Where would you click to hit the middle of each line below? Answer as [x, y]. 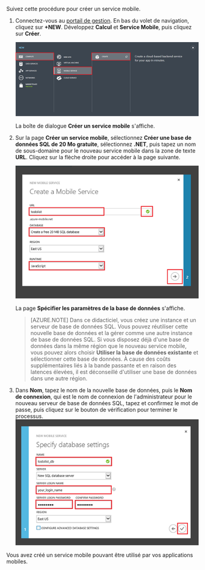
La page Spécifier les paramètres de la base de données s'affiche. [100, 308]
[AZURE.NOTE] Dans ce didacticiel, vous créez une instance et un [113, 320]
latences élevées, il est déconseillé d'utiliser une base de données [113, 372]
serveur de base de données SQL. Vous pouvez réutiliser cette [109, 326]
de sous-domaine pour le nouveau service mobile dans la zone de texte [105, 150]
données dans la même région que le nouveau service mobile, [109, 346]
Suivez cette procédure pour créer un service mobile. [74, 9]
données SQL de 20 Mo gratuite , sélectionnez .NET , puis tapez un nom [106, 144]
